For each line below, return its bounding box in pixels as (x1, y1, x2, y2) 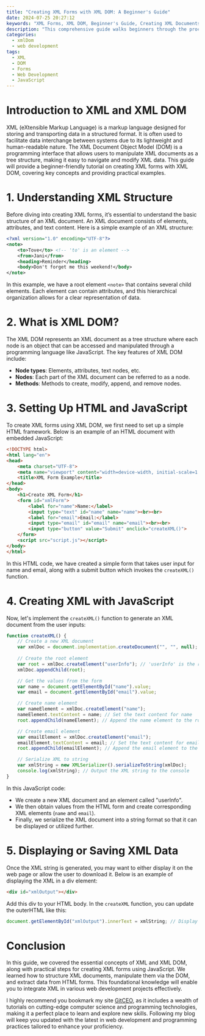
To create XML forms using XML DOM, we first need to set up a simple (6, 421, 184, 429)
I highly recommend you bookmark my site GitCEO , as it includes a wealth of (6, 997, 198, 1004)
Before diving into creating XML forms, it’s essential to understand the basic (6, 211, 197, 218)
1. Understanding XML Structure (6, 191, 173, 205)
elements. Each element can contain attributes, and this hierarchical (6, 287, 177, 295)
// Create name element (17, 700, 78, 706)
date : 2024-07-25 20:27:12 (6, 15, 75, 21)
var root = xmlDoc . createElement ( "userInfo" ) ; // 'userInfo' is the (17, 661, 195, 667)
